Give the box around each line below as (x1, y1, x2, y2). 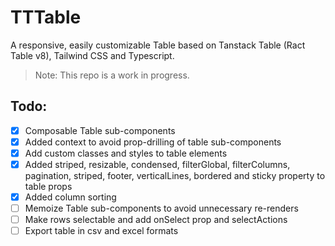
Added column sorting (24, 191, 117, 203)
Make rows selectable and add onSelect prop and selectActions (24, 214, 288, 226)
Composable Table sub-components (24, 124, 176, 136)
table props (24, 181, 73, 192)
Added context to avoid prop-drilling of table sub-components (24, 136, 282, 148)
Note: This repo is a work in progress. (34, 69, 190, 81)
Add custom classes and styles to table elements (24, 147, 228, 159)
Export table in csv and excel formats (24, 225, 179, 237)
